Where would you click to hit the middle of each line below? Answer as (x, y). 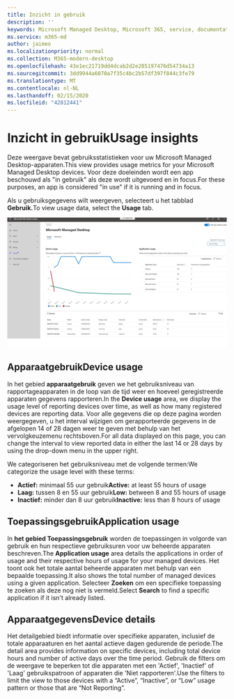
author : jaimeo (29, 44)
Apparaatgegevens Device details (81, 619)
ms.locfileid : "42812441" (45, 103)
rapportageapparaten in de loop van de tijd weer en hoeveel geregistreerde (115, 391)
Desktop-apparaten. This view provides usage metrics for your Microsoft (111, 165)
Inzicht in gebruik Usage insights (103, 138)
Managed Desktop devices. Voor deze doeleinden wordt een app (100, 172)
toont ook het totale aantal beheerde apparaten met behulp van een (104, 568)
